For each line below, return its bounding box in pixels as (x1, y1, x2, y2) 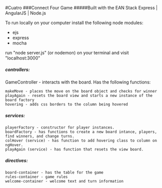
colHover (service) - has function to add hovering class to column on (5, 138, 157, 143)
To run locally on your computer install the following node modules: (5, 20, 144, 25)
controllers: (5, 66, 30, 72)
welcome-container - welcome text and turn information (5, 178, 124, 183)
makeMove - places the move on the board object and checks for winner (5, 88, 157, 93)
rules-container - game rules (5, 174, 68, 179)
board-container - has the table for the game (5, 170, 104, 175)
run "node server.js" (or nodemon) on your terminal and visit (5, 50, 129, 55)
